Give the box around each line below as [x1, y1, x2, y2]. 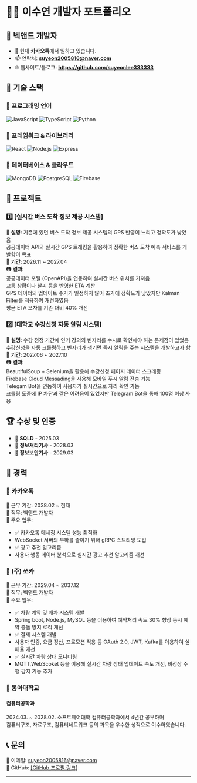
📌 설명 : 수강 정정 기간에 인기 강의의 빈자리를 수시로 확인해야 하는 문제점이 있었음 [6, 337, 189, 344]
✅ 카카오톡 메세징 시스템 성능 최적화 [14, 529, 98, 536]
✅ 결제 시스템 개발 [14, 631, 57, 638]
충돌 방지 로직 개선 [21, 623, 63, 631]
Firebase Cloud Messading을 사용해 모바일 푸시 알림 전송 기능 [6, 375, 151, 383]
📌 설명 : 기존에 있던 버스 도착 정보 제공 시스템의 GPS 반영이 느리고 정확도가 [6, 228, 176, 235]
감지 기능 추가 [21, 668, 53, 675]
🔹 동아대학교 [6, 684, 39, 692]
